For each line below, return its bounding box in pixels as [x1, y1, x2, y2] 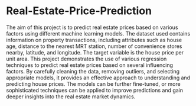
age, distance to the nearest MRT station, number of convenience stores [6, 43, 182, 50]
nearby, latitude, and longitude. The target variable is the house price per [6, 49, 184, 56]
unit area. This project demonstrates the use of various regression [6, 55, 167, 62]
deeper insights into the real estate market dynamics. [6, 93, 136, 100]
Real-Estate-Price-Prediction [6, 4, 152, 18]
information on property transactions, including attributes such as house [6, 36, 182, 43]
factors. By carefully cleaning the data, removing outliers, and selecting [6, 68, 180, 75]
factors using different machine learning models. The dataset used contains [6, 30, 191, 37]
